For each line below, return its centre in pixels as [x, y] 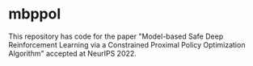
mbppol [35, 14]
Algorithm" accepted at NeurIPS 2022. [73, 53]
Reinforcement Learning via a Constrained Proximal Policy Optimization [127, 44]
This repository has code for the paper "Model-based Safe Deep [116, 36]
